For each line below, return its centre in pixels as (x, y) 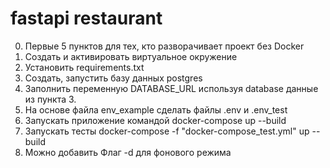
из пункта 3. (50, 99)
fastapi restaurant (86, 18)
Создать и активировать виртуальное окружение (131, 56)
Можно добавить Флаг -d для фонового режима (128, 152)
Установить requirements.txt (84, 67)
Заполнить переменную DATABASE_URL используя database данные (171, 88)
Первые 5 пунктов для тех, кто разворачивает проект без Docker (164, 46)
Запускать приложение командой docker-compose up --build (155, 120)
